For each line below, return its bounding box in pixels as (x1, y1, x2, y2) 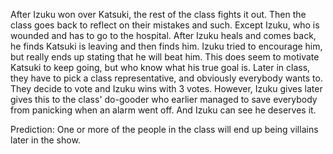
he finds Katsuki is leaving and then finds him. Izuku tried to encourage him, (10, 40, 323, 52)
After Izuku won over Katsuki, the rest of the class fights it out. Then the (10, 9, 307, 20)
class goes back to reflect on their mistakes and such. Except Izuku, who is (10, 19, 320, 31)
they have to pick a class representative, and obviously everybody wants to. (10, 72, 323, 84)
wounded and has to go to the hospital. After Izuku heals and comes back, (10, 30, 317, 41)
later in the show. (10, 134, 81, 146)
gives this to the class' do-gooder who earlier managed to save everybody (10, 94, 318, 105)
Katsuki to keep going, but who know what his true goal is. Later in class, (10, 62, 311, 73)
